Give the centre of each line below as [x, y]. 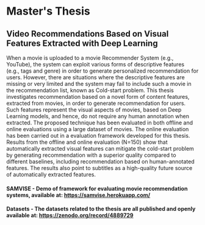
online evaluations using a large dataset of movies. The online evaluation [98, 129]
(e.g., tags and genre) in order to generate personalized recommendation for [103, 71]
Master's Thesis [48, 11]
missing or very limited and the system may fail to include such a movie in [99, 84]
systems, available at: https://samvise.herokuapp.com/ [78, 195]
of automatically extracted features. [51, 174]
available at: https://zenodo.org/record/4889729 [70, 215]
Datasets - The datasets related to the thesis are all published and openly [101, 209]
